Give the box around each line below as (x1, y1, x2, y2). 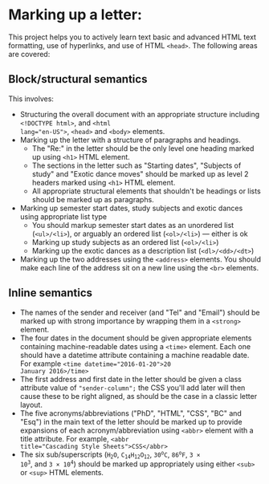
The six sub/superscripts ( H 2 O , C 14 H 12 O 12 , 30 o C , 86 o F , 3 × (19, 449, 201, 460)
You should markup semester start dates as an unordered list (31, 220, 234, 230)
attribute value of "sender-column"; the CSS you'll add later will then (19, 383, 246, 392)
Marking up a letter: (8, 6, 142, 24)
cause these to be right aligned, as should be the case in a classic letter (19, 391, 258, 401)
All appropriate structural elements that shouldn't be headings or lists (31, 186, 261, 196)
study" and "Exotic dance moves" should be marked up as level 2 (31, 169, 249, 178)
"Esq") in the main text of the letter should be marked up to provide (19, 417, 243, 426)
